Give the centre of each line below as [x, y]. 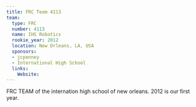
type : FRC [24, 23]
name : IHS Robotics [37, 35]
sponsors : [24, 52]
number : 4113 [28, 29]
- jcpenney [26, 57]
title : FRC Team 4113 [34, 12]
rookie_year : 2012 [35, 40]
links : [20, 68]
